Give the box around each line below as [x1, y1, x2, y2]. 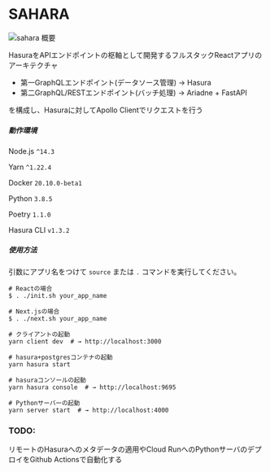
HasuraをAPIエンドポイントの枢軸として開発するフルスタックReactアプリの [8, 50, 263, 59]
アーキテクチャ [8, 60, 59, 70]
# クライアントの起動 [8, 330, 71, 339]
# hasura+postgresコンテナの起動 [8, 353, 113, 361]
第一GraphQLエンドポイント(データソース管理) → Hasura [20, 77, 211, 87]
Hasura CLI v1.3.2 [8, 225, 70, 234]
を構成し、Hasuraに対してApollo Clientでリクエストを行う [8, 105, 203, 115]
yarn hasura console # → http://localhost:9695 [8, 383, 176, 391]
